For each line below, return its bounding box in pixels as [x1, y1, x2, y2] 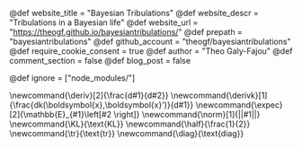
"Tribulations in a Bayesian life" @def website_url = [9, 17, 199, 28]
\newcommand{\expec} [195, 100, 283, 110]
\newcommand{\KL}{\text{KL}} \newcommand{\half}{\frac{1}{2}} [9, 118, 251, 129]
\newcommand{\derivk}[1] [170, 90, 268, 100]
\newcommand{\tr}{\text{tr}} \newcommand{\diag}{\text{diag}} [9, 128, 244, 138]
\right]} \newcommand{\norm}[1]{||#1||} [113, 109, 261, 119]
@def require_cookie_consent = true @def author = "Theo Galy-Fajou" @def [9, 46, 294, 57]
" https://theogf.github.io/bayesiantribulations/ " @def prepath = [9, 27, 243, 37]
